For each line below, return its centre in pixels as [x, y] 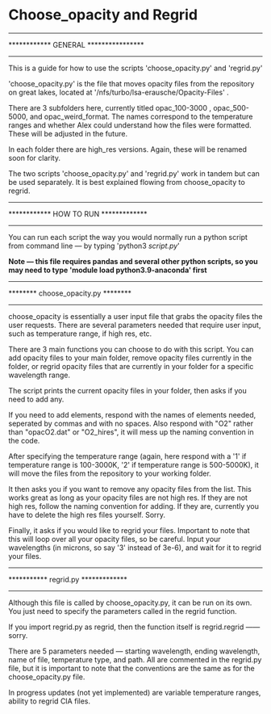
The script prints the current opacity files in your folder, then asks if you [128, 390]
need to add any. [36, 399]
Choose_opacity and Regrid [103, 15]
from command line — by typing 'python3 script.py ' [94, 246]
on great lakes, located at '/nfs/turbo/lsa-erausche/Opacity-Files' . [119, 92]
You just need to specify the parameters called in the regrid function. [123, 611]
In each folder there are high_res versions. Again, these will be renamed [128, 149]
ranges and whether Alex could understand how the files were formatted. [130, 125]
